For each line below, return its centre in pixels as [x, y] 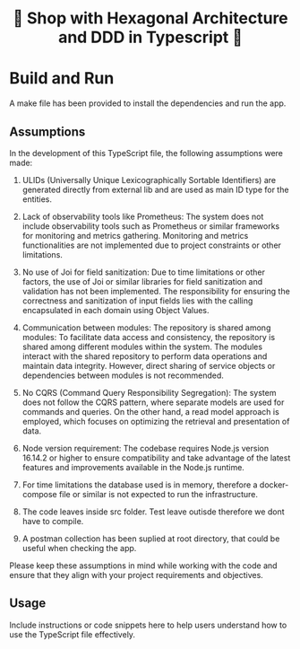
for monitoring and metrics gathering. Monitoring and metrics [135, 235]
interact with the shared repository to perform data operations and [145, 356]
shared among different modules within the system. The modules [142, 346]
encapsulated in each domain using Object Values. [116, 310]
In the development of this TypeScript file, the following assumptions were [146, 153]
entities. [37, 199]
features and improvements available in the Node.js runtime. [133, 467]
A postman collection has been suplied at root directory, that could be [151, 539]
